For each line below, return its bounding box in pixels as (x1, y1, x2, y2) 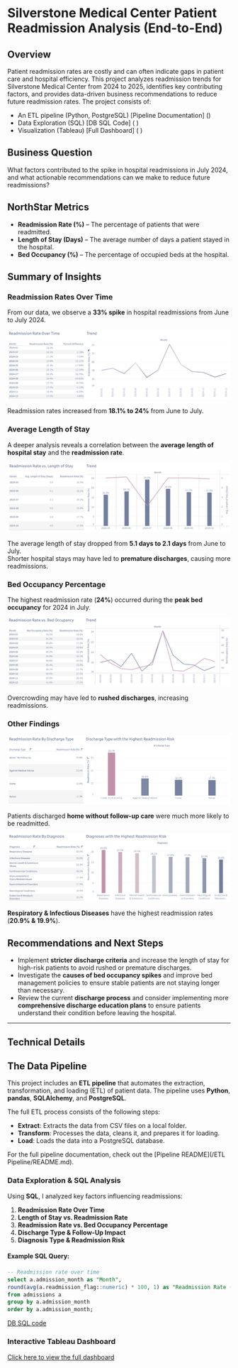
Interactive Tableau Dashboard (7, 1337, 116, 1347)
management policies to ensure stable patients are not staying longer (17, 978, 220, 987)
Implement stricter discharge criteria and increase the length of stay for (17, 956, 230, 965)
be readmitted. (7, 819, 50, 828)
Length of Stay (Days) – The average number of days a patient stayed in (17, 235, 230, 243)
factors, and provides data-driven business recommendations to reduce (7, 90, 217, 98)
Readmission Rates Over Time (7, 292, 113, 302)
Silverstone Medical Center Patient (7, 5, 217, 21)
